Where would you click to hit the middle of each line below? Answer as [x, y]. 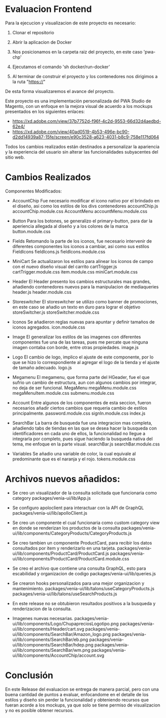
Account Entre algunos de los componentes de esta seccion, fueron [82, 403]
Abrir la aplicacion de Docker [42, 42]
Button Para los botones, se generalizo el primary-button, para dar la [82, 221]
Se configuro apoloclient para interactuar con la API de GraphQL [78, 508]
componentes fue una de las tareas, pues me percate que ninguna [80, 342]
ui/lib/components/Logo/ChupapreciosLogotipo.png [65, 624]
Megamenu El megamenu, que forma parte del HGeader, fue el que [81, 377]
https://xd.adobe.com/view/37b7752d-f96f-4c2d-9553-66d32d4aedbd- [86, 121]
